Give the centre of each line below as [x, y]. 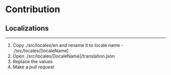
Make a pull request [33, 67]
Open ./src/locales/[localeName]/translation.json [64, 56]
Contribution [33, 9]
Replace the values [33, 61]
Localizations [27, 28]
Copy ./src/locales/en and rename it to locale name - [68, 45]
